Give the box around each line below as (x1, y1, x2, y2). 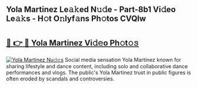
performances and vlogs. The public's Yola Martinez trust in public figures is (6, 69, 191, 76)
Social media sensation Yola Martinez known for (64, 57, 181, 63)
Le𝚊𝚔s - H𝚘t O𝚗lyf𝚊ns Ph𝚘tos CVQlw (6, 14, 146, 24)
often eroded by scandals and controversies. (6, 75, 115, 82)
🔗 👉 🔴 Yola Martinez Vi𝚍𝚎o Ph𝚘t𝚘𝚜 (6, 38, 139, 48)
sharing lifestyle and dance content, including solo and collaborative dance (6, 63, 188, 69)
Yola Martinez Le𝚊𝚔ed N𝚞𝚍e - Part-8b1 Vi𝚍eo (6, 5, 176, 15)
